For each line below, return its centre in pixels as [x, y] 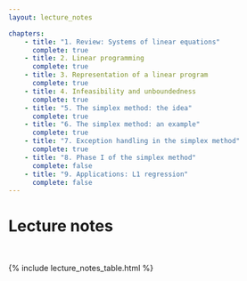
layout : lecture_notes [50, 17]
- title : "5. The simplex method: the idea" [108, 108]
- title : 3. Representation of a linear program [116, 75]
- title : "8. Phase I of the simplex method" [111, 157]
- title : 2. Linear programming [84, 59]
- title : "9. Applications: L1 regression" [107, 174]
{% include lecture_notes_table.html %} [81, 269]
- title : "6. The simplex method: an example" [112, 124]
